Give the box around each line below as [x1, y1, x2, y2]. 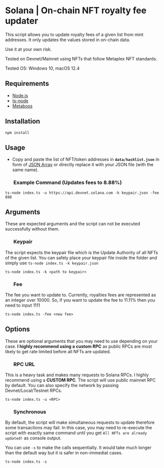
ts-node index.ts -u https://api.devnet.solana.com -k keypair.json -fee [5, 190, 160, 195]
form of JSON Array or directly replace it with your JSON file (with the [12, 162, 154, 168]
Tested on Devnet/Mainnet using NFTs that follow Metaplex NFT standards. [5, 55, 158, 61]
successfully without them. [5, 226, 60, 232]
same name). [12, 167, 39, 173]
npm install [5, 130, 29, 135]
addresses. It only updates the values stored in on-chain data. [5, 37, 131, 43]
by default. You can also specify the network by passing [5, 383, 119, 389]
